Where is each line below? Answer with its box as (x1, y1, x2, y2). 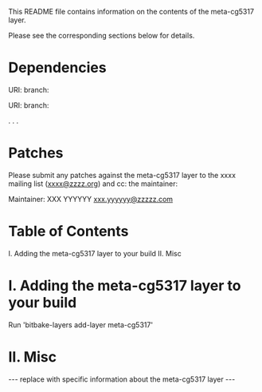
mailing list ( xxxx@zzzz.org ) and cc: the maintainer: (8, 179, 178, 188)
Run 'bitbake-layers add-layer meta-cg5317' (8, 319, 154, 330)
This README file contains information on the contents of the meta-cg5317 (8, 7, 255, 16)
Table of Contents (8, 223, 129, 240)
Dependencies (8, 59, 107, 77)
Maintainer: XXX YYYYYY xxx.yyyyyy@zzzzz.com (8, 194, 174, 204)
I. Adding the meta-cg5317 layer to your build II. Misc (8, 248, 182, 258)
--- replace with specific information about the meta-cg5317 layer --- (8, 374, 236, 384)
